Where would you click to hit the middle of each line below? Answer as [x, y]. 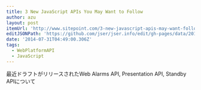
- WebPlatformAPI [33, 51]
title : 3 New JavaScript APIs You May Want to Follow [75, 12]
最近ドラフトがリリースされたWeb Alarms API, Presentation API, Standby [96, 74]
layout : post [22, 23]
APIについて [21, 81]
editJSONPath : [24, 34]
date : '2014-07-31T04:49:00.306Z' [49, 39]
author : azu [21, 17]
